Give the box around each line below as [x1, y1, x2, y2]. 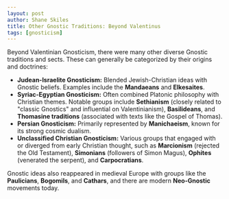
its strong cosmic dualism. [16, 127, 91, 135]
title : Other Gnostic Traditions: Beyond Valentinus [7, 23, 161, 30]
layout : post [7, 10, 45, 17]
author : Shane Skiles [7, 16, 69, 23]
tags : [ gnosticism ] [7, 29, 63, 36]
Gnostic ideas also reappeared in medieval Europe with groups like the [7, 169, 206, 178]
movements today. [7, 184, 60, 192]
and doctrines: [7, 62, 48, 71]
